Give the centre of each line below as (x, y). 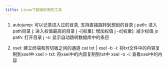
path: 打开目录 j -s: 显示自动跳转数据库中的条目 (61, 37)
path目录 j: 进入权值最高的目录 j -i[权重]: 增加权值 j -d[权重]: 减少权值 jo (85, 31)
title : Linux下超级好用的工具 (34, 10)
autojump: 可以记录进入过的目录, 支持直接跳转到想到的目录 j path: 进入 (85, 24)
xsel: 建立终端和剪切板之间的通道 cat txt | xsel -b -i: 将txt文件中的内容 (84, 47)
